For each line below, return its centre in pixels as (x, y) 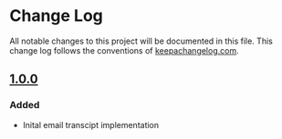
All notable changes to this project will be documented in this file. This (141, 41)
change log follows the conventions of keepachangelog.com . (124, 50)
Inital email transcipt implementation (91, 124)
